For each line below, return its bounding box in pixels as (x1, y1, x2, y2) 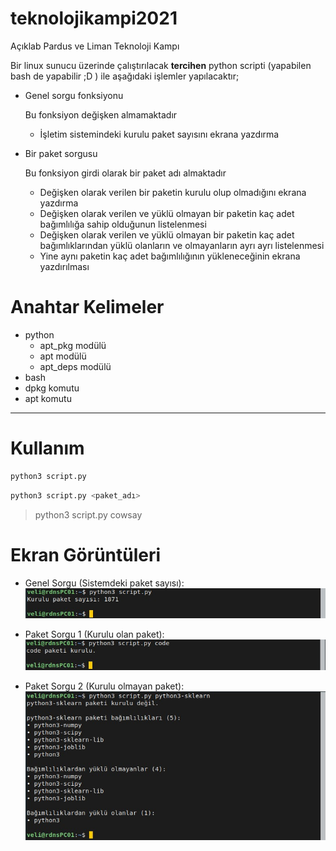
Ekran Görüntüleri (10, 543, 162, 566)
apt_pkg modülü (39, 339, 107, 351)
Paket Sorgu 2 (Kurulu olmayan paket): (24, 680, 185, 692)
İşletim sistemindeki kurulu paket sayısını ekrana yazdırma (39, 128, 280, 140)
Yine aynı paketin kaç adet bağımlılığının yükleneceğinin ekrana (39, 250, 301, 262)
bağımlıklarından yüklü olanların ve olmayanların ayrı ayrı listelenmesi (39, 239, 325, 251)
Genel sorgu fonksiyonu (24, 89, 124, 101)
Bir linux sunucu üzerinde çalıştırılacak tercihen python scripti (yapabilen (10, 59, 312, 71)
